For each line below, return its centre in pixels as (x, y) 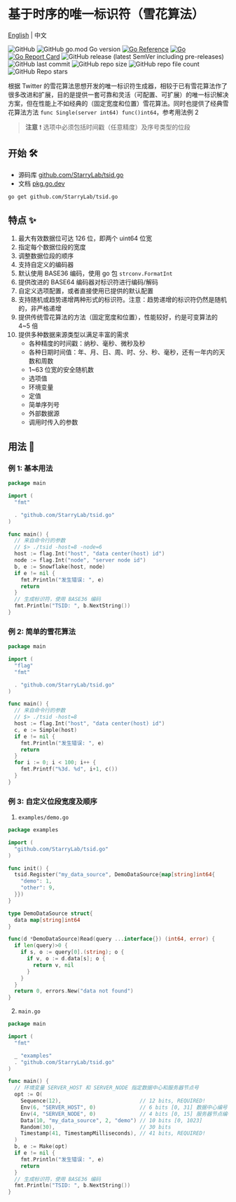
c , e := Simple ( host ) (46, 730)
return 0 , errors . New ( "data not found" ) (74, 991)
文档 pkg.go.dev (41, 184)
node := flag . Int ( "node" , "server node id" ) (80, 560)
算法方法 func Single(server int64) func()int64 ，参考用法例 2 (106, 112)
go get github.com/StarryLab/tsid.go (63, 197)
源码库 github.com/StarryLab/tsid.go (71, 174)
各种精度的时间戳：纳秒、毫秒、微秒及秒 (87, 343)
